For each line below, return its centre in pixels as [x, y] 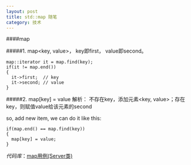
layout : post [22, 11]
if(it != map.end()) [31, 67]
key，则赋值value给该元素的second [49, 106]
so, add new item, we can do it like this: [54, 118]
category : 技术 [24, 22]
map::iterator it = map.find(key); [50, 62]
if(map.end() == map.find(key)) [46, 129]
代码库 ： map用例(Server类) [39, 156]
